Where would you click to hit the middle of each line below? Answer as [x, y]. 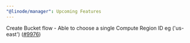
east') [13, 34]
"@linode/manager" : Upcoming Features [54, 11]
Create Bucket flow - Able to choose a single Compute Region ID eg [89, 28]
